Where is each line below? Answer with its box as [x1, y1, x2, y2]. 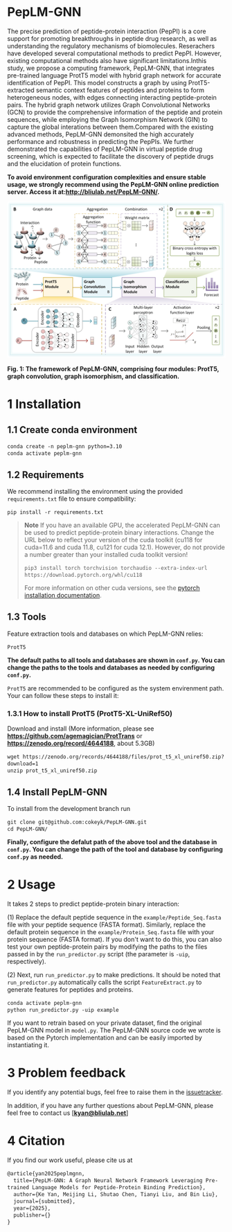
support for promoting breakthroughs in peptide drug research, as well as [7, 34, 217, 42]
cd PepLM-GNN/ [7, 825, 48, 832]
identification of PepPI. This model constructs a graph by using [7, 78, 187, 87]
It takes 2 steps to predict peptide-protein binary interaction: [7, 900, 180, 908]
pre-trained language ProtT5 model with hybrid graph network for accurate [7, 71, 222, 80]
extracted [7, 86, 35, 94]
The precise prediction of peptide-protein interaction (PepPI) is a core [7, 27, 206, 35]
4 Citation [7, 1133, 65, 1148]
